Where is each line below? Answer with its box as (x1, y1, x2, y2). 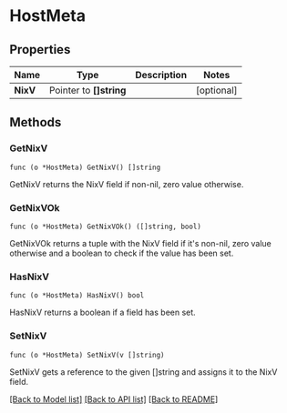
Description (135, 69, 188, 81)
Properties (9, 42, 71, 57)
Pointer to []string (48, 84, 127, 96)
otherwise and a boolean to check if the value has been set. (9, 247, 234, 258)
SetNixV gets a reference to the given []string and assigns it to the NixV (9, 366, 278, 378)
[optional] (195, 84, 239, 96)
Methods (9, 115, 62, 130)
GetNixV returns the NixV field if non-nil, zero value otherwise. (9, 178, 244, 189)
